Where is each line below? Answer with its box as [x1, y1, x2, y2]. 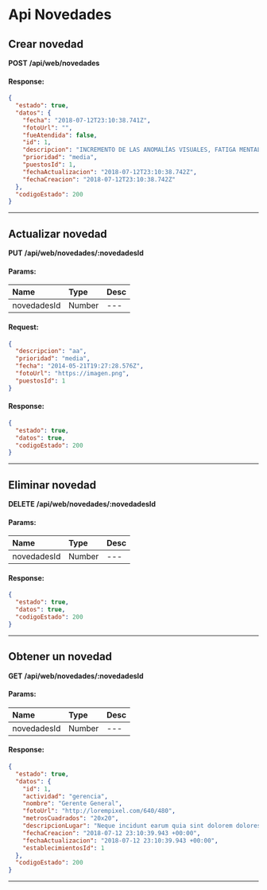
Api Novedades [8, 6, 112, 24]
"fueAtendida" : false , [22, 131, 98, 139]
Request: [8, 322, 39, 332]
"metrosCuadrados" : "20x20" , [22, 814, 119, 822]
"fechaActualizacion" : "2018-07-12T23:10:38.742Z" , [22, 168, 197, 176]
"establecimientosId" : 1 [22, 844, 105, 852]
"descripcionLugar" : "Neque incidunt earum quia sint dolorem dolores [22, 822, 261, 830]
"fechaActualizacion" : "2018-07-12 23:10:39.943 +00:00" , [22, 837, 219, 845]
